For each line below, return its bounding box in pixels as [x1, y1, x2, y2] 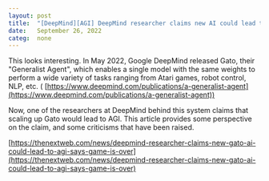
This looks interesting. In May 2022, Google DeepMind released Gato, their [8, 56, 255, 66]
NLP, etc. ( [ [8, 82, 48, 91]
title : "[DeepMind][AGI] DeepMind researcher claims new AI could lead [8, 19, 256, 27]
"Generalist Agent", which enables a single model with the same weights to [8, 65, 256, 74]
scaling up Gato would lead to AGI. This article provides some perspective [8, 114, 252, 124]
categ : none [8, 34, 52, 42]
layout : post [8, 11, 52, 20]
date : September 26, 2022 [8, 26, 102, 34]
